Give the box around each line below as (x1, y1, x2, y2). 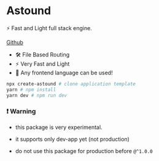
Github (6, 38, 23, 46)
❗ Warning (6, 107, 36, 116)
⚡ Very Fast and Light (15, 60, 70, 68)
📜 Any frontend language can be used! (15, 69, 113, 76)
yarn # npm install (6, 87, 56, 93)
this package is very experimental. (15, 124, 103, 131)
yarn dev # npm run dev (6, 92, 68, 98)
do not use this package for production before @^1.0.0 (15, 147, 153, 154)
